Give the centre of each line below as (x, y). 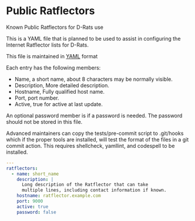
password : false (37, 212)
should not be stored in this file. (44, 121)
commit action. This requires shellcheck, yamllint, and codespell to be (90, 146)
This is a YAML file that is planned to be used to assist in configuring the (93, 38)
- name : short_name (35, 174)
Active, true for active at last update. (58, 104)
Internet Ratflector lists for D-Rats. (48, 45)
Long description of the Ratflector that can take (85, 185)
